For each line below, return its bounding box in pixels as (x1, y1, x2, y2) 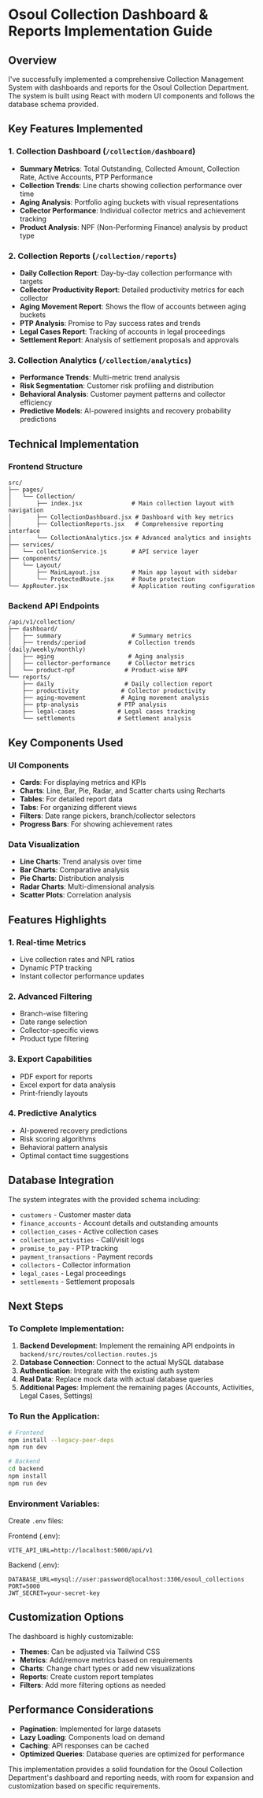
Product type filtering (19, 1034, 89, 1044)
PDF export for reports (19, 1071, 93, 1081)
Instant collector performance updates (19, 971, 145, 981)
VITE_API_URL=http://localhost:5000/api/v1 (8, 1547, 154, 1555)
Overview (8, 54, 57, 67)
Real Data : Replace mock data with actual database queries (19, 1374, 214, 1384)
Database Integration (8, 1174, 114, 1187)
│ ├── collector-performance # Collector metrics (8, 660, 195, 668)
